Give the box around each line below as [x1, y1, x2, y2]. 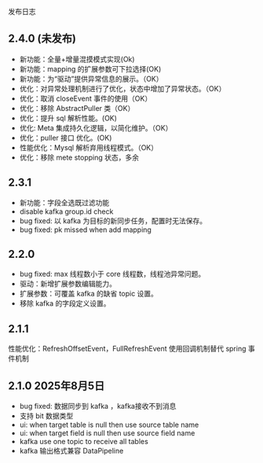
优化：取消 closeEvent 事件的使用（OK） [19, 94, 152, 103]
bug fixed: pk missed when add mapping [19, 225, 152, 234]
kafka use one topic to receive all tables [19, 437, 149, 446]
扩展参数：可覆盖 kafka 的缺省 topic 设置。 [19, 289, 159, 299]
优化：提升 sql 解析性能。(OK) [19, 113, 118, 123]
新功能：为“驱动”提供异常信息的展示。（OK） [19, 74, 163, 83]
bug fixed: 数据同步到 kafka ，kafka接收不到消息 [19, 402, 177, 411]
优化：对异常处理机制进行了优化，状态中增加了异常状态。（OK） [19, 83, 226, 93]
